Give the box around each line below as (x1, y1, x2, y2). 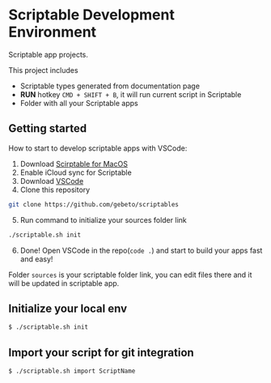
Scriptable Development (8, 6, 176, 24)
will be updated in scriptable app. (8, 278, 120, 288)
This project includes (8, 65, 78, 74)
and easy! (19, 253, 53, 264)
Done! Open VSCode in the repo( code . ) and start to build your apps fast (19, 245, 263, 255)
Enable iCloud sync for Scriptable (19, 168, 132, 177)
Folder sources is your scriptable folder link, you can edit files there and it (8, 270, 252, 279)
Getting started (8, 121, 87, 135)
